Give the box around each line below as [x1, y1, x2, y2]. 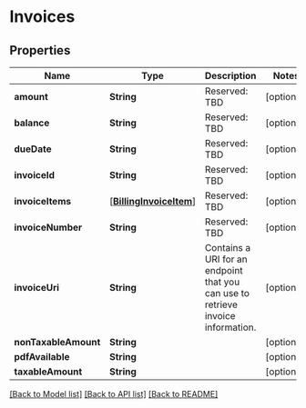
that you [204, 275, 240, 288]
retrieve [204, 298, 239, 311]
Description [204, 70, 257, 82]
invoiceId [14, 169, 55, 181]
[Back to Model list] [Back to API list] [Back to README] [9, 389, 219, 399]
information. [204, 321, 257, 333]
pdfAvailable [14, 351, 70, 363]
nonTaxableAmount [14, 336, 101, 348]
